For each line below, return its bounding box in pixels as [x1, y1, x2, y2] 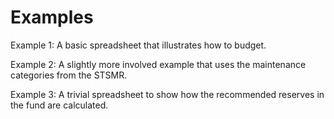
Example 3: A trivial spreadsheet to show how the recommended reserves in [10, 88, 325, 100]
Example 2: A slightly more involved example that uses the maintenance [10, 58, 307, 70]
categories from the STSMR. [10, 69, 128, 81]
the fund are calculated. [10, 99, 109, 111]
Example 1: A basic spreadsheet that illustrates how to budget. [10, 39, 267, 51]
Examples [10, 6, 94, 29]
